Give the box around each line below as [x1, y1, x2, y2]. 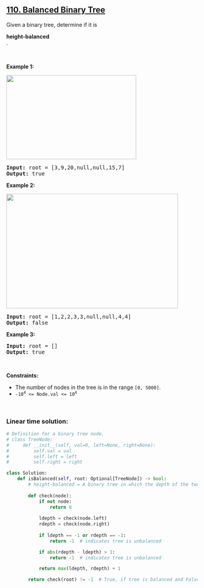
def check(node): [28, 492, 72, 499]
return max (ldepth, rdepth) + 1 [38, 565, 121, 572]
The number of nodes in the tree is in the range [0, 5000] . [15, 383, 161, 391]
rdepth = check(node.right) [38, 521, 110, 527]
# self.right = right [6, 459, 83, 465]
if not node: [38, 499, 72, 505]
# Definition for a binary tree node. [6, 431, 104, 437]
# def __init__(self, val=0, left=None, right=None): [6, 442, 156, 448]
